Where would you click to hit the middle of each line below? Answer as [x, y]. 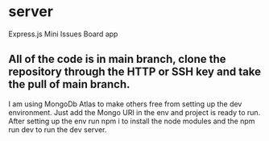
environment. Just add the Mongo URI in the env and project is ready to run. [134, 112]
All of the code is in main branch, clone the [118, 59]
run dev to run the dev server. [58, 129]
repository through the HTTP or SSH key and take [135, 72]
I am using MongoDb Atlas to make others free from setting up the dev [125, 104]
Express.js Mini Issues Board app [63, 34]
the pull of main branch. [69, 84]
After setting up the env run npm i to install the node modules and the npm [132, 121]
